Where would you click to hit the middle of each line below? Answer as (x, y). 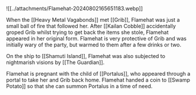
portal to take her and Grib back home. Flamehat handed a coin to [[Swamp (98, 80)
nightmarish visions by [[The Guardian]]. (55, 62)
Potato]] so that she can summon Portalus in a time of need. (79, 86)
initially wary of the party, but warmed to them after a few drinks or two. (94, 45)
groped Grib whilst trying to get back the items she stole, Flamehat (87, 32)
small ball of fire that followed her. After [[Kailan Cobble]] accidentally (91, 26)
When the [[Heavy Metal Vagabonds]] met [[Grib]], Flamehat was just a (93, 20)
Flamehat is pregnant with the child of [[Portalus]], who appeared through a (98, 74)
